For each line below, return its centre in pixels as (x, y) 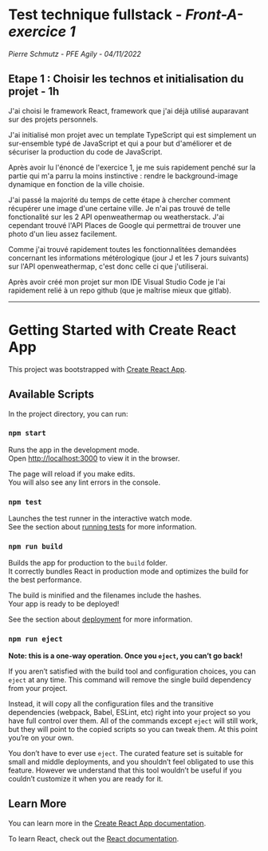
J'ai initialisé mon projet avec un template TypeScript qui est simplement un (132, 134)
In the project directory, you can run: (68, 414)
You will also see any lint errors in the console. (85, 482)
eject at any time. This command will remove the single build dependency (130, 679)
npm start (27, 433)
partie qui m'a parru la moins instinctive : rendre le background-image (123, 176)
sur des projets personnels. (53, 119)
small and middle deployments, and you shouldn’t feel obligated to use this (131, 761)
